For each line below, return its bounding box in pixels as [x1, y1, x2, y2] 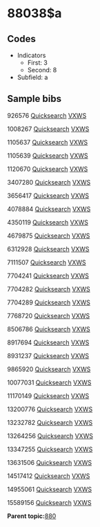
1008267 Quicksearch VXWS [7, 125, 90, 133]
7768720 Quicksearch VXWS [7, 311, 90, 320]
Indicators [17, 51, 46, 59]
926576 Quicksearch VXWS [7, 111, 87, 119]
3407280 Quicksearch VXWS [7, 178, 91, 186]
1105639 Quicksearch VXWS [7, 151, 88, 160]
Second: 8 [27, 66, 57, 74]
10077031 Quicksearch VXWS [7, 378, 92, 386]
